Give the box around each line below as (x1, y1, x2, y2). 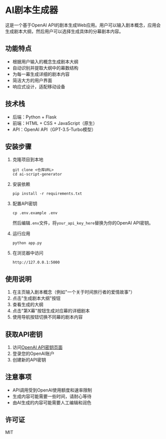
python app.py (12, 240, 42, 245)
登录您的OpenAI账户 (12, 350, 54, 356)
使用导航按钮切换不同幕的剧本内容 (12, 314, 83, 320)
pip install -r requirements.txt (12, 191, 82, 196)
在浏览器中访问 (12, 250, 43, 256)
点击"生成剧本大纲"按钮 (12, 295, 61, 301)
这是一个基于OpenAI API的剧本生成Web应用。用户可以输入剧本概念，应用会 (5, 22, 161, 28)
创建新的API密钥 (12, 357, 46, 362)
